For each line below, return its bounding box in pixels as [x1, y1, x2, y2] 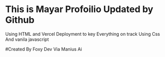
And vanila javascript [5, 36, 49, 42]
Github [5, 14, 35, 26]
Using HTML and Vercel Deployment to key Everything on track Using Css [5, 31, 160, 37]
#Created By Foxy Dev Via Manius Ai [5, 46, 82, 52]
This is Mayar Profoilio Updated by [5, 4, 153, 15]
